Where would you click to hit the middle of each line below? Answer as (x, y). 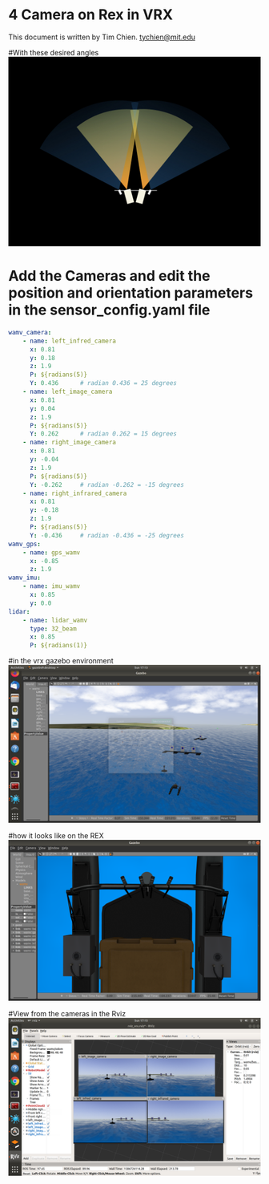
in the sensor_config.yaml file (109, 310)
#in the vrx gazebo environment (61, 661)
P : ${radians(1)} (58, 646)
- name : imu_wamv (52, 586)
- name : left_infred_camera (69, 341)
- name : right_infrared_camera (75, 493)
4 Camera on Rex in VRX (91, 15)
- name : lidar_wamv (55, 620)
